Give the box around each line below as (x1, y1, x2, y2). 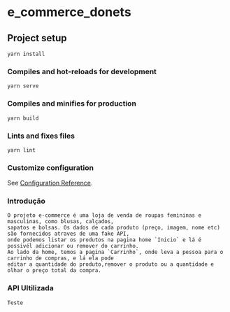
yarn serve (7, 83, 39, 90)
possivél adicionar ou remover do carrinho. (7, 243, 139, 250)
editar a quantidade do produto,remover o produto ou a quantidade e (7, 261, 215, 268)
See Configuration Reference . (7, 179, 93, 187)
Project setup (7, 32, 68, 44)
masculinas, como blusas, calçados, (7, 218, 114, 225)
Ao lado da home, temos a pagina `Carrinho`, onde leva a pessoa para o (7, 249, 224, 256)
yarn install (7, 50, 45, 57)
